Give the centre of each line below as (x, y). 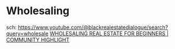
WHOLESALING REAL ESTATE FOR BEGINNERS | (109, 33)
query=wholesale (27, 33)
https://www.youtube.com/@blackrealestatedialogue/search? (93, 27)
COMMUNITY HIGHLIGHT (38, 40)
